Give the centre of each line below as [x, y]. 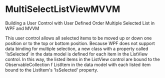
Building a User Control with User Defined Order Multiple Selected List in [80, 23]
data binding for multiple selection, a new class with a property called [77, 48]
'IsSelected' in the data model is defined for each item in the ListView [76, 54]
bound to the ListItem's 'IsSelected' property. [52, 70]
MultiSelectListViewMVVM [63, 9]
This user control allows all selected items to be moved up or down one [78, 38]
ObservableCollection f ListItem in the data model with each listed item [78, 64]
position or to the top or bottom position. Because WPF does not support [80, 43]
